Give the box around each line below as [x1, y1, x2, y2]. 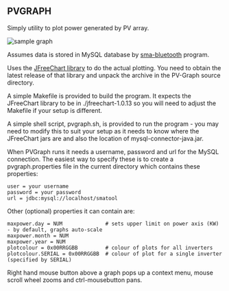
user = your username [7, 182, 69, 190]
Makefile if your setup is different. [7, 106, 103, 114]
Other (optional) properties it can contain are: [7, 206, 135, 215]
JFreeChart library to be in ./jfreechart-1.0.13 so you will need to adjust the [7, 99, 217, 107]
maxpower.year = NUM [7, 238, 67, 245]
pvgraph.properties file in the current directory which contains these [7, 162, 200, 171]
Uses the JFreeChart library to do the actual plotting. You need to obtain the [7, 63, 221, 72]
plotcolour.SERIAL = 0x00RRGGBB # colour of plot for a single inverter [7, 250, 223, 257]
